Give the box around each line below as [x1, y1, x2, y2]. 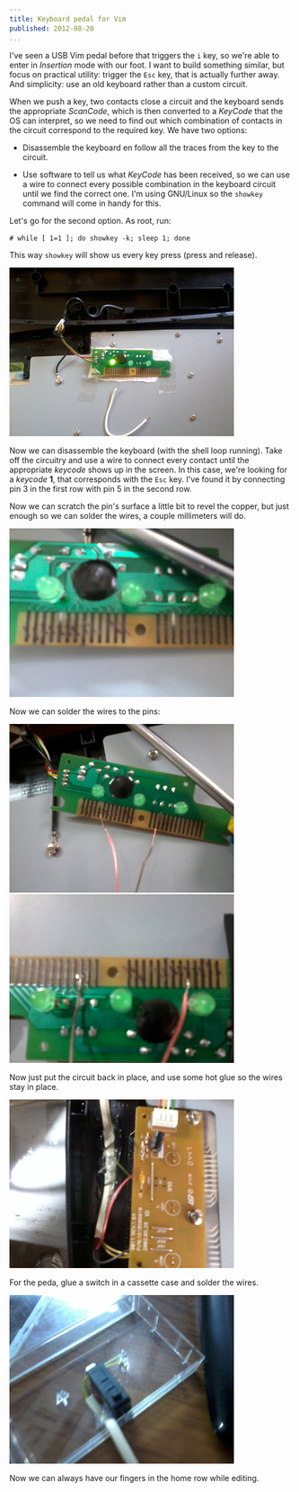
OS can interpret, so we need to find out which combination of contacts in [9, 115, 283, 126]
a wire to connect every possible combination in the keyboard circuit [22, 178, 277, 189]
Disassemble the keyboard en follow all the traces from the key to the [22, 142, 279, 153]
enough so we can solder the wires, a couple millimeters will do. [9, 510, 247, 521]
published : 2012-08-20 [9, 23, 94, 33]
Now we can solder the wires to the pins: [9, 706, 161, 717]
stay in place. [9, 1081, 59, 1092]
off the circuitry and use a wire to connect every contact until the [9, 454, 250, 465]
